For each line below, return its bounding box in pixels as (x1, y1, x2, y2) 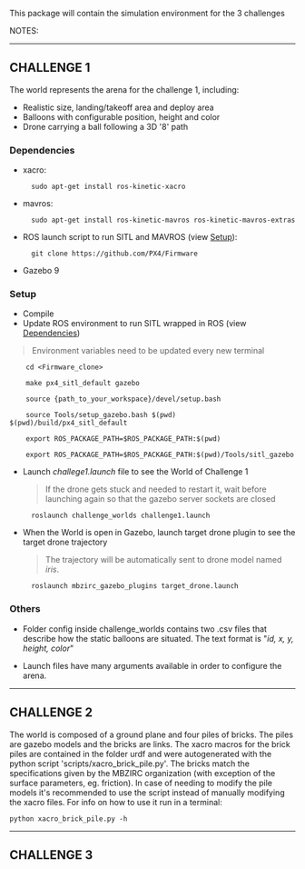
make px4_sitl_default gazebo (25, 379, 141, 388)
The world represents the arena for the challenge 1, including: (9, 84, 240, 95)
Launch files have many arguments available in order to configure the (22, 660, 282, 671)
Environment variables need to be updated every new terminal (31, 345, 265, 356)
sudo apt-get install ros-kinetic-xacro (31, 182, 186, 192)
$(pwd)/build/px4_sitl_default (9, 418, 128, 428)
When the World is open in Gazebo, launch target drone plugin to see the (22, 527, 296, 538)
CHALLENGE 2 (9, 704, 93, 721)
